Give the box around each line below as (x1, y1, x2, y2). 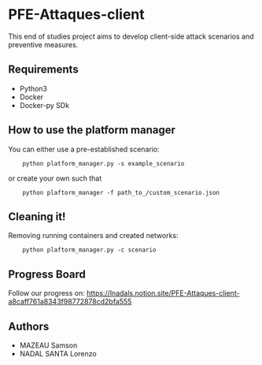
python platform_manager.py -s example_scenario (22, 159, 185, 167)
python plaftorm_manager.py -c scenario (22, 246, 157, 254)
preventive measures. (8, 39, 79, 49)
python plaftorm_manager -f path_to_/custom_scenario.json (22, 188, 220, 196)
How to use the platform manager (8, 124, 175, 137)
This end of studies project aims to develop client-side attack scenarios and (8, 32, 254, 41)
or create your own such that (8, 173, 102, 183)
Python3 (19, 84, 47, 93)
